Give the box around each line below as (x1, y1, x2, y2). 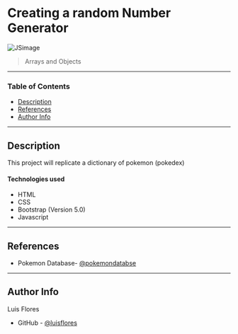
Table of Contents (7, 81, 71, 91)
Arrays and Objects (24, 57, 81, 65)
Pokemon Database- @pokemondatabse (17, 259, 137, 267)
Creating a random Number (7, 5, 171, 21)
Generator (7, 20, 69, 36)
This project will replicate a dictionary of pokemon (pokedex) (7, 159, 185, 167)
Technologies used (7, 175, 65, 183)
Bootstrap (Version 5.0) (17, 205, 86, 214)
